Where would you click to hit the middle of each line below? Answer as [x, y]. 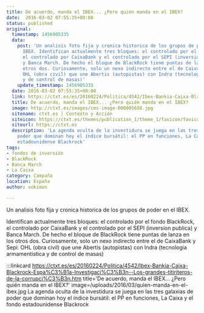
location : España [28, 182]
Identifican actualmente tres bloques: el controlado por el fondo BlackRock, [100, 221]
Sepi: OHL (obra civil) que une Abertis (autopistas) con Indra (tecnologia [97, 247]
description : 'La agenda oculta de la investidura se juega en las [99, 131]
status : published [29, 23]
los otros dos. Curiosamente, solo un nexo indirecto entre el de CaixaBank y [101, 241]
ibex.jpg [16, 291]
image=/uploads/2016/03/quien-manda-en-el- [130, 285]
